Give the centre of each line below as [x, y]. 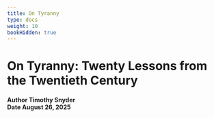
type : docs [23, 20]
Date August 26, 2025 [39, 107]
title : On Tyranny [33, 13]
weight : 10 [23, 26]
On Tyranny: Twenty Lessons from [107, 66]
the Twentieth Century [72, 81]
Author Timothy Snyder [41, 100]
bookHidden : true [32, 32]
